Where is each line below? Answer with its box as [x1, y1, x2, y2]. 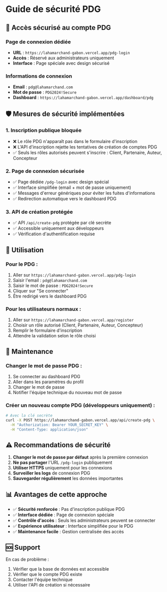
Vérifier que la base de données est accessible [12, 566, 109, 572]
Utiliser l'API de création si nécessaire [12, 582, 90, 588]
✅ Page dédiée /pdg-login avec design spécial [12, 179, 109, 185]
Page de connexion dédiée [5, 38, 71, 45]
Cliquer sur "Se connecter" [12, 288, 69, 294]
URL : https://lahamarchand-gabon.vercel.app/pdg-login [12, 49, 130, 55]
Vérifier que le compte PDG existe [12, 572, 83, 578]
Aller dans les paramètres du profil [12, 379, 84, 385]
